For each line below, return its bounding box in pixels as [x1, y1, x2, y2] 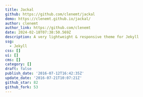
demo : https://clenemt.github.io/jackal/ [5, 16, 91, 21]
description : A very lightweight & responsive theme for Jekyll [5, 35, 139, 40]
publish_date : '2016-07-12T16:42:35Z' [5, 71, 84, 76]
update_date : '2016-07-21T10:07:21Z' [5, 75, 82, 80]
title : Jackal [5, 7, 34, 12]
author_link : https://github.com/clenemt [5, 25, 91, 30]
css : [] [5, 48, 21, 53]
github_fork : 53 [5, 84, 38, 90]
